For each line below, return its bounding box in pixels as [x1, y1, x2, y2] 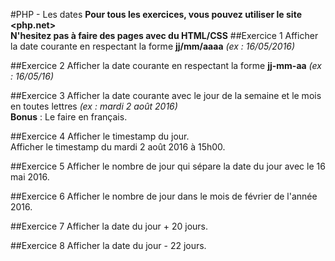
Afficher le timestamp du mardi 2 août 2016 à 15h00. [10, 141, 226, 153]
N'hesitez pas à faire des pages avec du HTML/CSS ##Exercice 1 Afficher [10, 30, 319, 41]
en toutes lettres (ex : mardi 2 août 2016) [10, 100, 178, 112]
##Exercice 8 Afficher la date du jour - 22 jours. [10, 240, 207, 251]
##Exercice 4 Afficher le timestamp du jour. [10, 130, 190, 142]
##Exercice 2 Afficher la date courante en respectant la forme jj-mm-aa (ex [10, 60, 322, 71]
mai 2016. [10, 171, 50, 183]
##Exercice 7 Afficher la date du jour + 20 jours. [10, 220, 209, 232]
